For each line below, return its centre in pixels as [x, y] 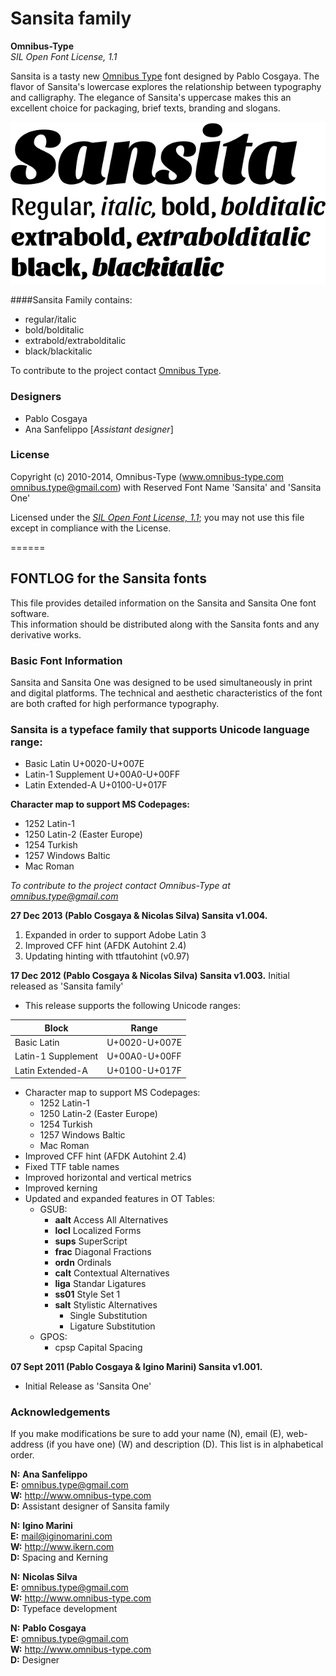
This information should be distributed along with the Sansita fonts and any [165, 624]
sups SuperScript [91, 1241]
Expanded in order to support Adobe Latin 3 [115, 935]
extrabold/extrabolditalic [75, 341]
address [27, 1444]
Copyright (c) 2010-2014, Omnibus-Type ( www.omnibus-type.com [147, 476]
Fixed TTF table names [72, 1166]
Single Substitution [108, 1315]
